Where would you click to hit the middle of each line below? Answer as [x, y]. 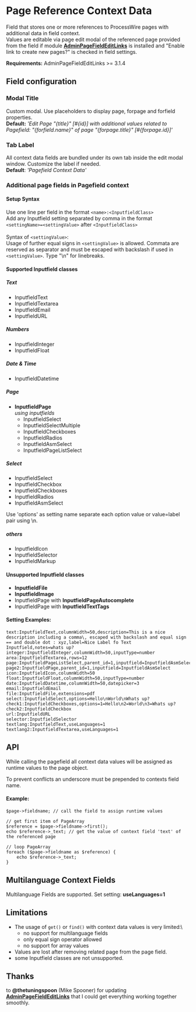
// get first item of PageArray [45, 821]
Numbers [17, 330]
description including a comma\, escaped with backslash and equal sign [96, 637]
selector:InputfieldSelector [41, 719]
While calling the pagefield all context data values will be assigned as [89, 761]
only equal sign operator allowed [62, 939]
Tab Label [20, 145]
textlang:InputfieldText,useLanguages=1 [56, 724]
